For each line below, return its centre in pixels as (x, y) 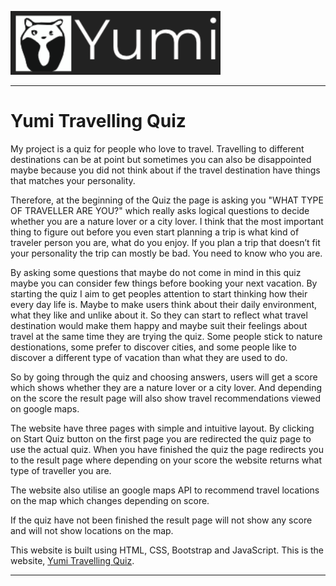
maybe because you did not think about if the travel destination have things (165, 170)
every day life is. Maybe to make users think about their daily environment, (164, 304)
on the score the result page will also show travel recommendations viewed (166, 398)
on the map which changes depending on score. (110, 500)
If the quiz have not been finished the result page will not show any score (161, 520)
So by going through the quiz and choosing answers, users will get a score (164, 377)
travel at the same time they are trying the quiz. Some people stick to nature (166, 336)
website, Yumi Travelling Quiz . (72, 560)
